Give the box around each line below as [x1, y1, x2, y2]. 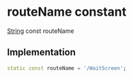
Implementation [7, 47, 76, 58]
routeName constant [7, 4, 127, 20]
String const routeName [7, 27, 74, 35]
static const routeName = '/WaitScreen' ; [7, 64, 127, 72]
